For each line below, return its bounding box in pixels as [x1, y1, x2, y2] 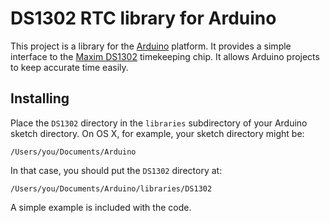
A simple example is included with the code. [10, 201, 192, 213]
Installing [10, 90, 70, 107]
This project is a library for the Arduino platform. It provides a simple [10, 40, 292, 52]
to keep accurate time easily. [10, 61, 129, 73]
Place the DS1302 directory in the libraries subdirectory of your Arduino [10, 117, 308, 129]
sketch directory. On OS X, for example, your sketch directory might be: [10, 127, 305, 139]
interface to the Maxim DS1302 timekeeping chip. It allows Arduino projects [10, 50, 320, 62]
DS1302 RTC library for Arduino [10, 7, 277, 30]
